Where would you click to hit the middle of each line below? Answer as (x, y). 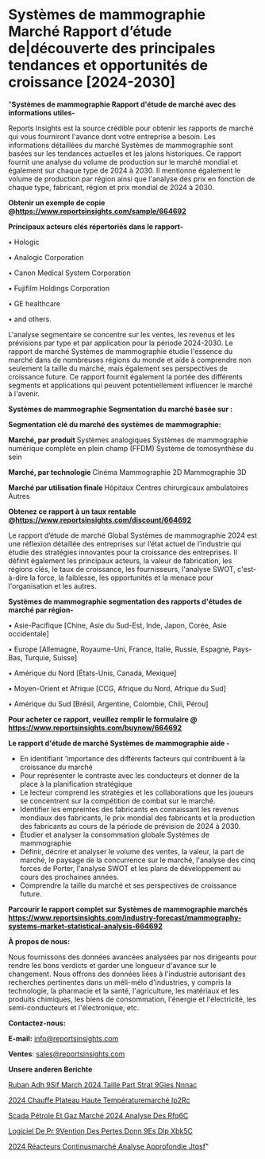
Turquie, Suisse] (51, 657)
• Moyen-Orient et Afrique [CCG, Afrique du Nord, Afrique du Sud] (117, 688)
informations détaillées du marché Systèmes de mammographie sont (121, 145)
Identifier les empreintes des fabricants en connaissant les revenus (129, 809)
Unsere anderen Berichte (50, 1069)
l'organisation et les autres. (52, 585)
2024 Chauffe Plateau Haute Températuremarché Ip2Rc (99, 1100)
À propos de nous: (39, 941)
